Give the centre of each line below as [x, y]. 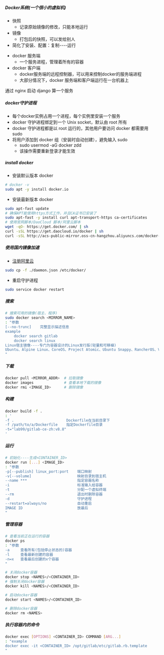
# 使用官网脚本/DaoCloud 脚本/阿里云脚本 [43, 222]
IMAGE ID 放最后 [47, 508]
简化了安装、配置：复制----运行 [44, 45]
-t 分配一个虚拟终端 [56, 490]
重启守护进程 [25, 280]
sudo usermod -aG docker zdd [50, 145]
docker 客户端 [26, 68]
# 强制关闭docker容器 [25, 582]
